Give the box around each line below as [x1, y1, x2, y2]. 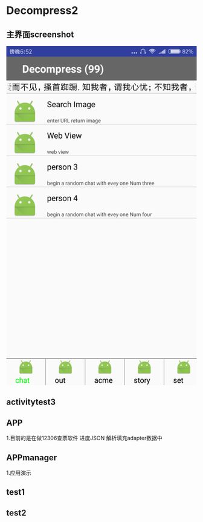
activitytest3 [6, 397, 56, 408]
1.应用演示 [6, 469, 31, 477]
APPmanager [6, 452, 57, 463]
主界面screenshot [6, 29, 74, 39]
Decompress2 [6, 4, 79, 18]
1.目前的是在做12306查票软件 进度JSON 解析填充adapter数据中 [6, 434, 163, 442]
